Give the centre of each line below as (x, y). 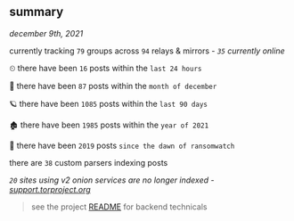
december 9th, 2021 (46, 33)
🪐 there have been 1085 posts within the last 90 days (108, 103)
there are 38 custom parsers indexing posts (89, 162)
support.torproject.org (50, 189)
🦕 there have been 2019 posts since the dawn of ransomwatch (122, 145)
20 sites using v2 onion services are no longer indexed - (112, 180)
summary (37, 12)
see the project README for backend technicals (119, 207)
